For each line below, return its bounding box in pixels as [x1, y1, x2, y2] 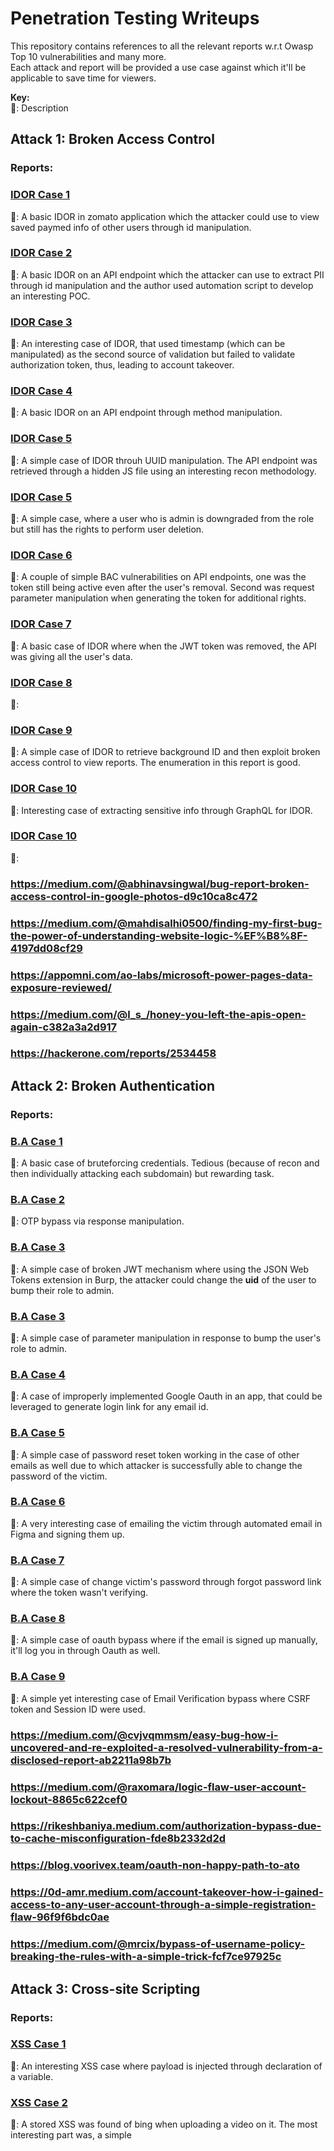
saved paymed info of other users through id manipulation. [10, 221, 252, 233]
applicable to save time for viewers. [10, 72, 157, 84]
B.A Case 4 [10, 1367, 66, 1381]
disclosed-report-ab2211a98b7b [10, 1753, 172, 1767]
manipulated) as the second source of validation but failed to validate [10, 348, 296, 361]
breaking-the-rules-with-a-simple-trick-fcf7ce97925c [10, 1950, 282, 1964]
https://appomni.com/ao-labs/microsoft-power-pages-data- [10, 968, 313, 982]
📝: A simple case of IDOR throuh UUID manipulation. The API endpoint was [10, 454, 318, 466]
